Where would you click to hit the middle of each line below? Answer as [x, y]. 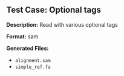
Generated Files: [28, 48]
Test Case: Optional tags [54, 10]
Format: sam [22, 36]
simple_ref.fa [33, 67]
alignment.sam [33, 60]
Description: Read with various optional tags [62, 24]
